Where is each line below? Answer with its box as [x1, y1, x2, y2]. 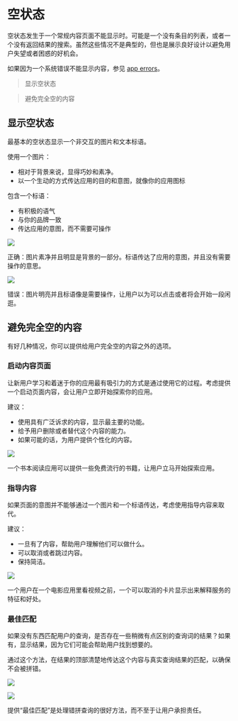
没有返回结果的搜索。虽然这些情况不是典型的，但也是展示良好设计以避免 [13, 40, 225, 48]
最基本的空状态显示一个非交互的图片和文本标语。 [7, 137, 150, 145]
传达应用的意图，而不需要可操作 [17, 224, 111, 233]
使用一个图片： [7, 152, 51, 160]
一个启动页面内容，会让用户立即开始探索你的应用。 [7, 387, 157, 396]
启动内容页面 [7, 361, 52, 371]
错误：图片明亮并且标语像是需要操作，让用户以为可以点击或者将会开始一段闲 [7, 290, 231, 298]
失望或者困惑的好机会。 [13, 49, 82, 57]
